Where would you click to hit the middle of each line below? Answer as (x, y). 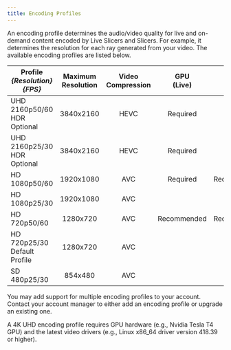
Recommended (183, 219)
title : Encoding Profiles (44, 13)
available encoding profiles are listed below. (69, 55)
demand (19, 40)
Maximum (79, 76)
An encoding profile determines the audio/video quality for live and (102, 33)
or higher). (22, 339)
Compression (129, 85)
